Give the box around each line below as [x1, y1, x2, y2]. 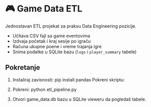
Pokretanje [5, 63, 40, 72]
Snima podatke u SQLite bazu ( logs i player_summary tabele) [12, 49, 137, 55]
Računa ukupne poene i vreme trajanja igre [12, 43, 102, 49]
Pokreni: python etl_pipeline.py [12, 86, 77, 92]
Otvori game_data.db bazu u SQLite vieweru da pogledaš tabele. [12, 96, 146, 102]
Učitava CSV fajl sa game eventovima [12, 33, 91, 39]
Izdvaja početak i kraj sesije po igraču [12, 38, 91, 44]
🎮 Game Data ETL [5, 3, 83, 15]
